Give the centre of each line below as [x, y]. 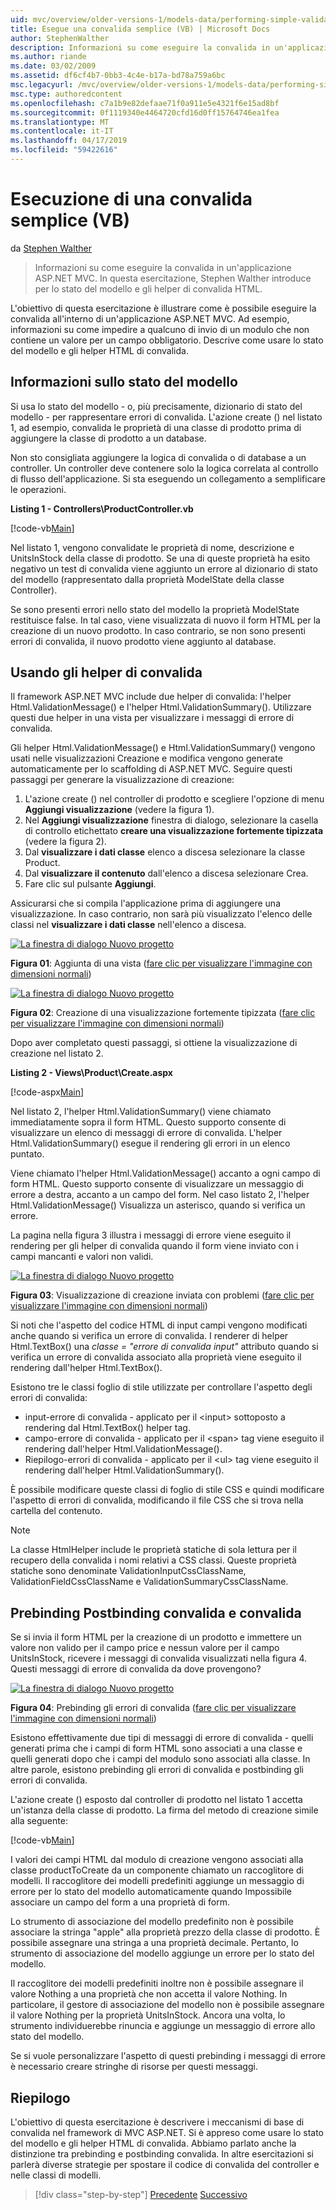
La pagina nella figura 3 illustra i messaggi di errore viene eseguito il [151, 1235]
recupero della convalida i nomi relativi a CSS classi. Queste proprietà [153, 1560]
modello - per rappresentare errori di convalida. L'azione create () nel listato [166, 417]
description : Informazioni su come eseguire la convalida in [140, 47]
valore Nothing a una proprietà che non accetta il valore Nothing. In [149, 1994]
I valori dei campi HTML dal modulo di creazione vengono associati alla [157, 1860]
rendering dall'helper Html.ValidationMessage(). [123, 1449]
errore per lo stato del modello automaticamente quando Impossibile [151, 1892]
